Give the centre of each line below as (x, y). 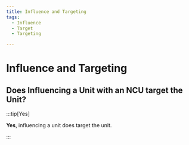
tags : (13, 17)
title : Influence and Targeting (46, 12)
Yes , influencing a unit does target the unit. (59, 125)
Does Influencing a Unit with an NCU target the (94, 90)
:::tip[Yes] (18, 114)
